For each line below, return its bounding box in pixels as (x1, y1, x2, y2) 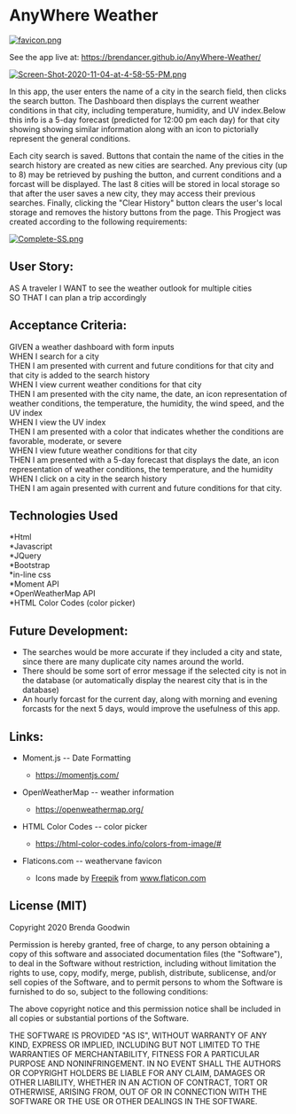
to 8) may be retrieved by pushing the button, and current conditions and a (9, 169, 282, 180)
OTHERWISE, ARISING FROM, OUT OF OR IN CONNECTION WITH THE (9, 1087, 268, 1097)
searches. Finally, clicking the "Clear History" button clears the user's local (9, 197, 283, 208)
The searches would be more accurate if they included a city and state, (21, 647, 283, 658)
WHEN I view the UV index (9, 417, 106, 427)
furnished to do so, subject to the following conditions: (9, 985, 208, 997)
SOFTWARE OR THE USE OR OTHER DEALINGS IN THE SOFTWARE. (9, 1095, 258, 1106)
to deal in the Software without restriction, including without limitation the (9, 958, 277, 969)
